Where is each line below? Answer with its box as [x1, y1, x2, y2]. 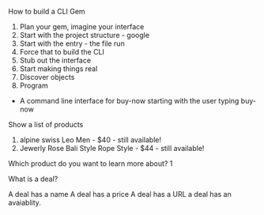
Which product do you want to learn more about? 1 [8, 159, 173, 168]
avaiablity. [8, 198, 42, 207]
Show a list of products [8, 120, 84, 129]
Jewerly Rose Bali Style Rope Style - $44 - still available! [19, 144, 205, 153]
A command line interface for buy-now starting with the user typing [19, 96, 239, 105]
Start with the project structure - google [19, 31, 150, 40]
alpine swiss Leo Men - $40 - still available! [19, 135, 162, 145]
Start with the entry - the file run [19, 39, 125, 48]
